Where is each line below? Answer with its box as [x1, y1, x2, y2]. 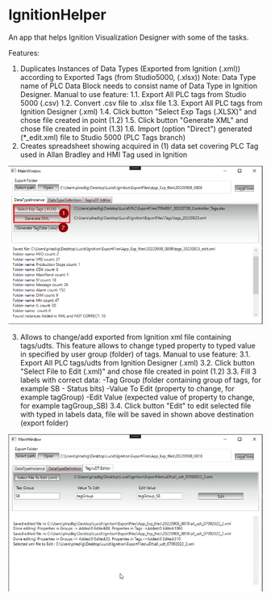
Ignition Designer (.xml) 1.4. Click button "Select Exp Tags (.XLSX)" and [19, 107, 256, 116]
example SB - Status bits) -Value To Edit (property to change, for [19, 384, 236, 394]
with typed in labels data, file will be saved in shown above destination [19, 410, 254, 420]
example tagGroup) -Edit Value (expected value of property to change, [19, 392, 256, 402]
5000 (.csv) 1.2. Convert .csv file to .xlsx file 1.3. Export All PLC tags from [19, 98, 263, 108]
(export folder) [19, 418, 69, 428]
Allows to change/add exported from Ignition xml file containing [19, 332, 231, 342]
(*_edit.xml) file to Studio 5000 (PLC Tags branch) [19, 132, 186, 142]
